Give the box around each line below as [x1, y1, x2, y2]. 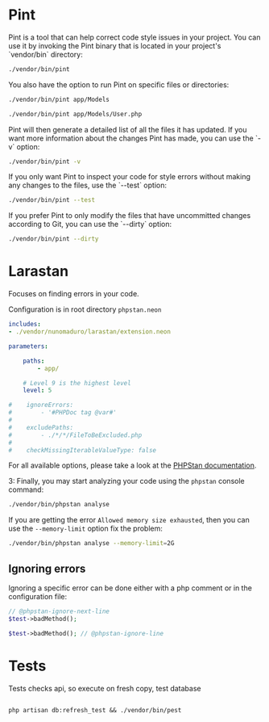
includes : [8, 321, 42, 329]
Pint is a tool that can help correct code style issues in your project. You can [8, 32, 261, 42]
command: [8, 485, 44, 494]
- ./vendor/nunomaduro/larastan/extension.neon [8, 328, 172, 336]
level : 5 [23, 386, 52, 395]
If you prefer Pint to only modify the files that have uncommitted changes [8, 211, 251, 220]
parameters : [8, 342, 48, 351]
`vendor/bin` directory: [8, 49, 83, 59]
